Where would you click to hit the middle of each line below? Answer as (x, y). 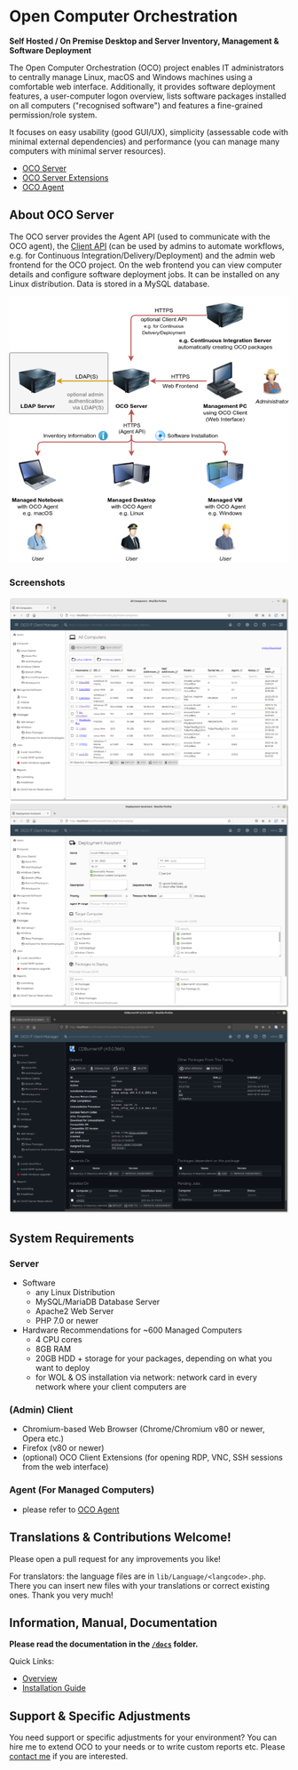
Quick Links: (32, 1662)
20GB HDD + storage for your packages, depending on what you (153, 1358)
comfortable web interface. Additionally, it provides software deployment (142, 86)
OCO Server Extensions (65, 177)
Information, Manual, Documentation (114, 1623)
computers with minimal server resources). (88, 151)
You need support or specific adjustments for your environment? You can (143, 1738)
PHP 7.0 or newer (67, 1321)
